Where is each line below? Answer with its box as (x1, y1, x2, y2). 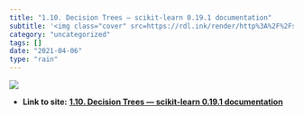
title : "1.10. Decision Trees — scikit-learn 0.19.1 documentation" (9, 13, 272, 22)
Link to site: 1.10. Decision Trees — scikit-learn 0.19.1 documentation (22, 96, 284, 107)
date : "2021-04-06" (9, 47, 83, 56)
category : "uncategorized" (9, 30, 111, 39)
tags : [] (9, 38, 42, 48)
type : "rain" (9, 55, 59, 64)
